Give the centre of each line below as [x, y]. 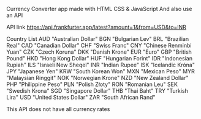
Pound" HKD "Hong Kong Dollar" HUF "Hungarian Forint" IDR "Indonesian [100, 58]
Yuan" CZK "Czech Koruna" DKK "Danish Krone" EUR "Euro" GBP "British [99, 52]
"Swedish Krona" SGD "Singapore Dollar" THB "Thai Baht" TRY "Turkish [97, 91]
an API [15, 15]
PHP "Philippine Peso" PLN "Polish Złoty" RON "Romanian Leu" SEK [92, 84]
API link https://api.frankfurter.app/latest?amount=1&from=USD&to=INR [97, 27]
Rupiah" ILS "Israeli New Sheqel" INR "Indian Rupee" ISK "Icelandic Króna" [100, 65]
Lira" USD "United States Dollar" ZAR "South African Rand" [81, 97]
